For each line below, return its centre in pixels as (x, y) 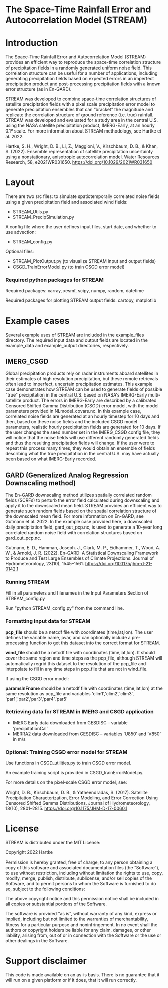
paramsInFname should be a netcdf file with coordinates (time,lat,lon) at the (84, 688)
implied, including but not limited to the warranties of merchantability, (77, 919)
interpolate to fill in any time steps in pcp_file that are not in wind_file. (76, 669)
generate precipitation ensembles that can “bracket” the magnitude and (79, 110)
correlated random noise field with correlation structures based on (74, 532)
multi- (154, 395)
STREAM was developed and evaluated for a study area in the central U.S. (82, 120)
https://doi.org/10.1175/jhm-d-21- (119, 563)
